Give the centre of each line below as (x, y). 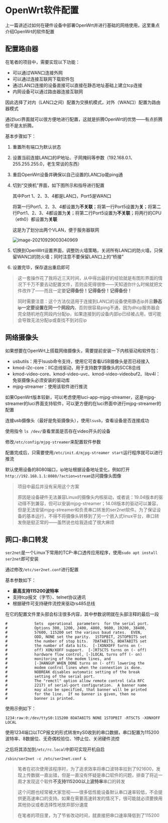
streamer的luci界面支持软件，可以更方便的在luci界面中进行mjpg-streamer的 (83, 403)
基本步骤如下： (21, 136)
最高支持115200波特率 (36, 591)
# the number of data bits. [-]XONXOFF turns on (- (74, 646)
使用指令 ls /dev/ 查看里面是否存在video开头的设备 (58, 431)
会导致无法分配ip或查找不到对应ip (52, 320)
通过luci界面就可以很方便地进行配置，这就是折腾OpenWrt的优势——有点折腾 (84, 119)
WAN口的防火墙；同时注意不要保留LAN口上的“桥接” (70, 257)
